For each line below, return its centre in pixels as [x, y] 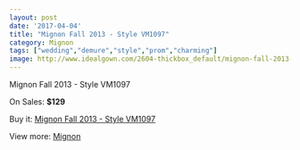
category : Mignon [42, 42]
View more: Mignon [45, 136]
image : [21, 59]
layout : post [33, 17]
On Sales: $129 [37, 102]
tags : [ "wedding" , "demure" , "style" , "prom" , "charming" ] [113, 51]
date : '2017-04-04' [46, 26]
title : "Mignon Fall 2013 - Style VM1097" [89, 34]
